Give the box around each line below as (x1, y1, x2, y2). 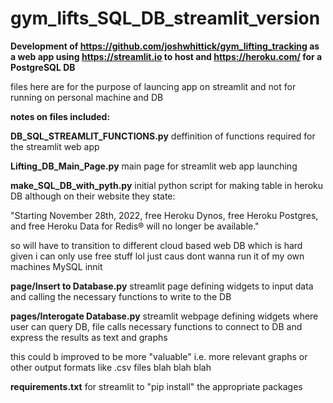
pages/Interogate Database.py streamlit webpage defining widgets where (10, 310, 319, 322)
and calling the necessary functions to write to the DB (10, 290, 232, 302)
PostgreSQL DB (10, 61, 76, 73)
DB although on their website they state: (10, 190, 176, 202)
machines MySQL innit (10, 260, 103, 272)
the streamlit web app (10, 140, 100, 152)
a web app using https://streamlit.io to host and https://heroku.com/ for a (10, 50, 323, 62)
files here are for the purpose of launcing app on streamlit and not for (10, 80, 297, 92)
